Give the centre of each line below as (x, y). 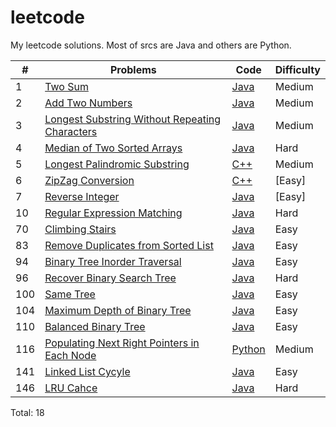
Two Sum (66, 86)
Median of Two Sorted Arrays (113, 148)
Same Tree (70, 294)
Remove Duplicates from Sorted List (129, 245)
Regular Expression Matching (113, 213)
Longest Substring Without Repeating (133, 119)
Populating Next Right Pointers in (122, 343)
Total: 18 (27, 412)
